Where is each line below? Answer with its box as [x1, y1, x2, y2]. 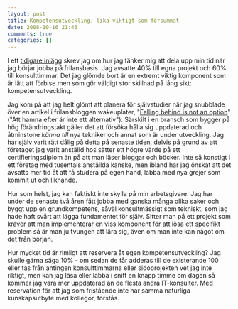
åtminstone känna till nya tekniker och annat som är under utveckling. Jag [7, 131, 224, 139]
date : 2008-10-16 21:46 [7, 23, 78, 31]
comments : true [7, 30, 53, 38]
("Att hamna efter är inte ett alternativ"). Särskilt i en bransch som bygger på [7, 115, 230, 124]
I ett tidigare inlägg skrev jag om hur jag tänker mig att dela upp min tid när [7, 56, 225, 65]
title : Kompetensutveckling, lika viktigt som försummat [7, 17, 180, 24]
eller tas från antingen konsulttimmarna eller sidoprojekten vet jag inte [7, 264, 212, 272]
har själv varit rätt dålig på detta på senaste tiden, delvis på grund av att [7, 138, 218, 146]
